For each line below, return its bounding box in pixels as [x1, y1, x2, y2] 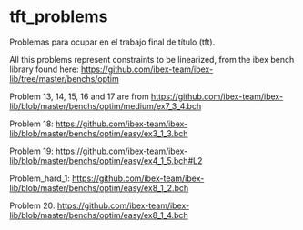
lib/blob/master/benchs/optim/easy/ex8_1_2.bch [9, 182, 189, 193]
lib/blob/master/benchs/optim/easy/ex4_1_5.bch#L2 [9, 155, 203, 165]
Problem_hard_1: [9, 173, 70, 184]
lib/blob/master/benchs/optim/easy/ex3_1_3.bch [9, 127, 188, 138]
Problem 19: [9, 145, 55, 156]
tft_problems [9, 6, 108, 27]
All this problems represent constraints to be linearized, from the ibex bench [9, 54, 295, 65]
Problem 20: [9, 200, 56, 211]
